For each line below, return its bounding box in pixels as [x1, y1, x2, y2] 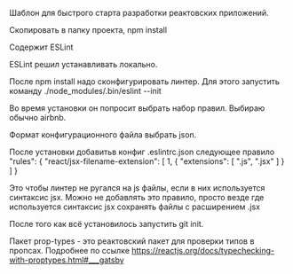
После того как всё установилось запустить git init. [9, 219, 204, 229]
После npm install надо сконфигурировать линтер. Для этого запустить [9, 76, 280, 87]
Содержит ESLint [9, 42, 74, 52]
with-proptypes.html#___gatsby [9, 254, 124, 265]
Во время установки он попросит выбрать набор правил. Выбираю [9, 103, 265, 114]
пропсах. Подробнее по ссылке [9, 246, 131, 255]
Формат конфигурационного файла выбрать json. [9, 129, 197, 140]
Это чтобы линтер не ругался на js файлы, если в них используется [9, 183, 265, 193]
